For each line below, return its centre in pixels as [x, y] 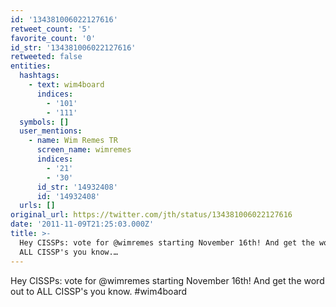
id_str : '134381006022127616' [73, 47]
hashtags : [39, 76]
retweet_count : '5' [51, 29]
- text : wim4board [66, 85]
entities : [31, 66]
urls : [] [37, 206]
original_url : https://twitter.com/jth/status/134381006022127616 [151, 215]
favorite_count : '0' [53, 38]
